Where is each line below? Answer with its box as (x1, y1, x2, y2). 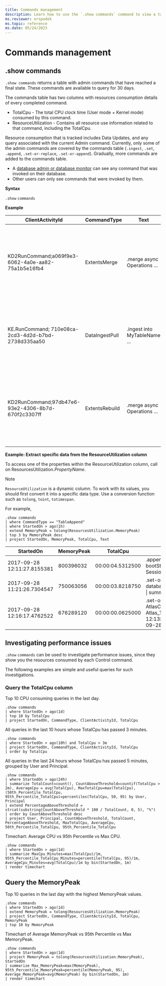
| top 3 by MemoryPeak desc (5, 533, 63, 538)
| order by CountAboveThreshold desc (5, 812, 83, 817)
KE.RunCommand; (7, 326, 50, 333)
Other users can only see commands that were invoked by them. (12, 176, 144, 182)
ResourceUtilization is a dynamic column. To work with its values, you (5, 486, 150, 492)
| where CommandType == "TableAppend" (5, 520, 85, 525)
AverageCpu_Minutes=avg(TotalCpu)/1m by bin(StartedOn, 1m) (5, 860, 132, 865)
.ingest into (126, 326, 153, 333)
